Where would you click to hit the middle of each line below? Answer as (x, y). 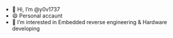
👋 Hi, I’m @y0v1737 (36, 9)
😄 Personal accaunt (37, 16)
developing (26, 28)
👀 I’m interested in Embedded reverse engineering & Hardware (90, 22)
